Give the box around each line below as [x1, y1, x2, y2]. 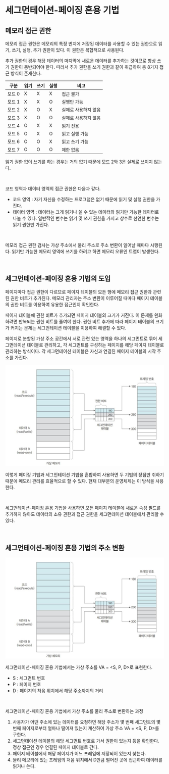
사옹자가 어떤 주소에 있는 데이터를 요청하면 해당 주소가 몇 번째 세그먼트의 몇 [12, 719, 161, 725]
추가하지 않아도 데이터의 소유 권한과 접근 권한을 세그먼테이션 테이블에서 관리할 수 [5, 511, 164, 517]
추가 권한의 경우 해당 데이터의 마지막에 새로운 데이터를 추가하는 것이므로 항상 [5, 58, 156, 64]
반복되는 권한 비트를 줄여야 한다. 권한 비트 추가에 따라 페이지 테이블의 [18, 318, 155, 324]
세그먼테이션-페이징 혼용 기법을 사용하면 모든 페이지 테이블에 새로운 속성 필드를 [5, 505, 161, 511]
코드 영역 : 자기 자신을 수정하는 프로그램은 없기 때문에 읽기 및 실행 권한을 [12, 197, 155, 202]
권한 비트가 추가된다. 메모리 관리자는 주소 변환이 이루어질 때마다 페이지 [10, 295, 149, 301]
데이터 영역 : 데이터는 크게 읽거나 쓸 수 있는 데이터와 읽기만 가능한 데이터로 [12, 209, 159, 215]
